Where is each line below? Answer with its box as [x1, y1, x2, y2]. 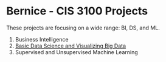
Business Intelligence [15, 36, 69, 43]
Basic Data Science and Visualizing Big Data [15, 42, 126, 49]
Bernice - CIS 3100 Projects [6, 4, 148, 18]
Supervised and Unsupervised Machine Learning [15, 48, 138, 55]
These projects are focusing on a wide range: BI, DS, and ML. [6, 24, 160, 31]
